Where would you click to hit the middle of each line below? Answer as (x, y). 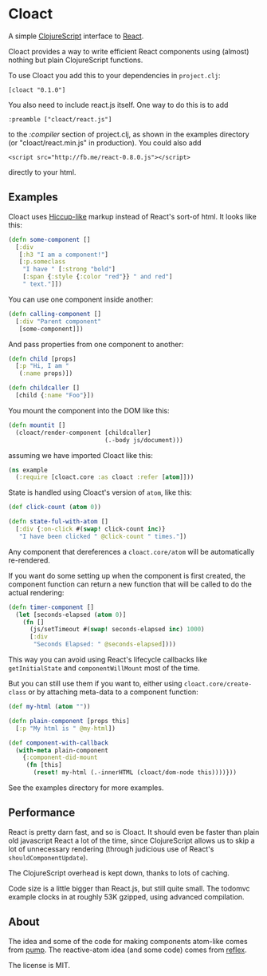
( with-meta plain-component (62, 750)
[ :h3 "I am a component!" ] (64, 255)
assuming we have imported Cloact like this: (80, 455)
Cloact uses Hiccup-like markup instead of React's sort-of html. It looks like (132, 216)
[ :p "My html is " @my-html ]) (65, 728)
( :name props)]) (46, 373)
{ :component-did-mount (60, 758)
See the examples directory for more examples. (86, 788)
